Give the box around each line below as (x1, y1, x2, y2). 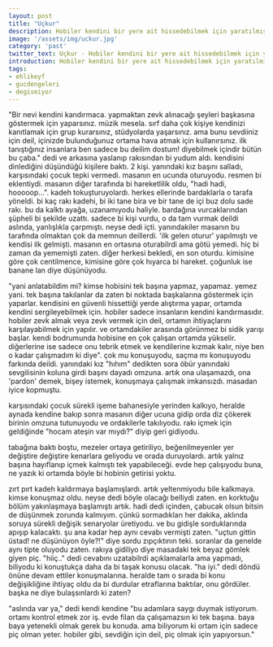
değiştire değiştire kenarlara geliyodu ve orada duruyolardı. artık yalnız (8, 451, 245, 461)
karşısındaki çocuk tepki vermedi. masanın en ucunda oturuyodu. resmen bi (8, 170, 262, 180)
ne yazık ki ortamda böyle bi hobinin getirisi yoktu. (8, 469, 177, 479)
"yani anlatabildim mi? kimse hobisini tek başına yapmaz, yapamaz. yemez (8, 282, 258, 291)
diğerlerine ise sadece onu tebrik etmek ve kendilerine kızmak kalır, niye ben (8, 342, 264, 352)
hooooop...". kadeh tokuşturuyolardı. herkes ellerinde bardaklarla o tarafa (8, 188, 253, 198)
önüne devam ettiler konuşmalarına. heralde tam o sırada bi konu (8, 570, 226, 580)
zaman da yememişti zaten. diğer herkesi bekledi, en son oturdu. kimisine (8, 248, 254, 258)
